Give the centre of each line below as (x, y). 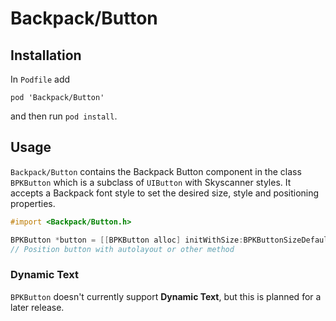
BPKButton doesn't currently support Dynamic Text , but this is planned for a (166, 296)
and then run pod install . (64, 116)
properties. (33, 203)
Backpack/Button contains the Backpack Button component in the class (156, 171)
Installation (46, 55)
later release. (37, 307)
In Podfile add (40, 79)
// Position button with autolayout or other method (122, 249)
